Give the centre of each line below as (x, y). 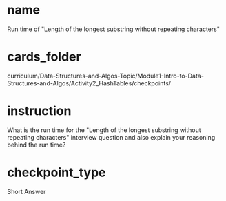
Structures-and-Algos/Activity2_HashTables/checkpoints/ (89, 83)
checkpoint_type (56, 172)
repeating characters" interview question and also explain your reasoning (111, 137)
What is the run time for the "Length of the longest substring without (104, 130)
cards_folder (44, 57)
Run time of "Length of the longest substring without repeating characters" (114, 29)
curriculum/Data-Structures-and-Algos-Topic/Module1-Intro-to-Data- (106, 76)
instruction (39, 111)
